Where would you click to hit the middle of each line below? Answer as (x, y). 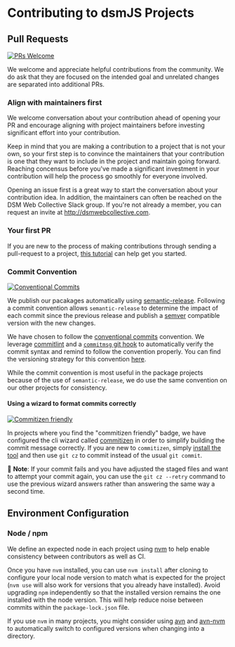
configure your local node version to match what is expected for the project (116, 577)
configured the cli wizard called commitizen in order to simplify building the (116, 440)
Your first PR (29, 231)
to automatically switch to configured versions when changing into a (106, 628)
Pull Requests (38, 39)
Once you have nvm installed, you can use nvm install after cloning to (108, 570)
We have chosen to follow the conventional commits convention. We (106, 336)
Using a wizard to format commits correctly (72, 404)
